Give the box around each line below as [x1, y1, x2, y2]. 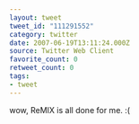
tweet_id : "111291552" [9, 22, 94, 31]
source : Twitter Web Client [9, 47, 115, 56]
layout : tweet [9, 13, 63, 22]
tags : [9, 72, 30, 81]
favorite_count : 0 [9, 55, 78, 64]
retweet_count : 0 [9, 64, 74, 73]
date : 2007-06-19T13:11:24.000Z [9, 38, 130, 48]
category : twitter [9, 30, 78, 39]
